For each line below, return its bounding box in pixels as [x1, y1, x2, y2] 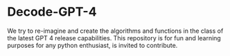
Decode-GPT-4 [7, 4, 97, 20]
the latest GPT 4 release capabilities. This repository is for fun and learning [7, 33, 222, 42]
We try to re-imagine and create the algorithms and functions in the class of [7, 27, 224, 35]
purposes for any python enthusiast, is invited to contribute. [7, 41, 178, 49]
